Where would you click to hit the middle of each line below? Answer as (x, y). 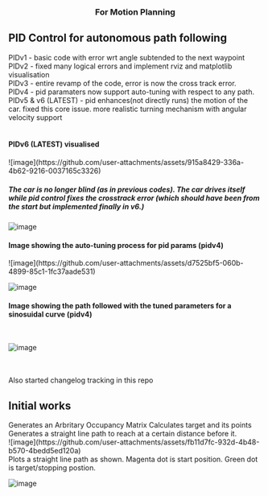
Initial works (40, 405)
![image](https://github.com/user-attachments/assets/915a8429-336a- (126, 162)
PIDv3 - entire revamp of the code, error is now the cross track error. (122, 83)
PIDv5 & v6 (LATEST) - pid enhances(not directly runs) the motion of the (128, 100)
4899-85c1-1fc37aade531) (52, 271)
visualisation (29, 74)
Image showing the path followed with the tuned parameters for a (120, 305)
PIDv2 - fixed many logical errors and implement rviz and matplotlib (120, 66)
